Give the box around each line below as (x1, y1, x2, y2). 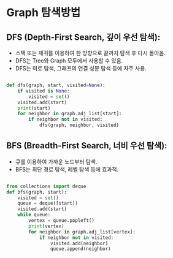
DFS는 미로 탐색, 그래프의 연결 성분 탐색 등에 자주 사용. (15, 65, 147, 72)
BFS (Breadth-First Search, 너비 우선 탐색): (6, 140, 167, 151)
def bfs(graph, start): (6, 189, 67, 195)
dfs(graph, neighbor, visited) (39, 122, 120, 129)
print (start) (17, 105, 51, 111)
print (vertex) (28, 223, 64, 229)
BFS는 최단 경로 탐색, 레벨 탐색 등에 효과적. (15, 165, 118, 173)
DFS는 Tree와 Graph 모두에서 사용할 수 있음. (15, 57, 123, 64)
